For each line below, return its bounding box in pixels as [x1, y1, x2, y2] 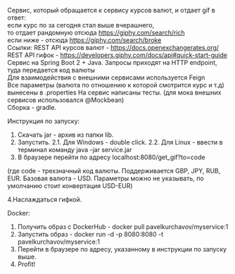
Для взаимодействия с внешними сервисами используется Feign [7, 73, 205, 82]
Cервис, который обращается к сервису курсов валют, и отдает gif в [7, 6, 216, 14]
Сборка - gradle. [7, 104, 57, 111]
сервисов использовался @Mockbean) [7, 96, 125, 104]
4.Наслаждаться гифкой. [7, 195, 82, 204]
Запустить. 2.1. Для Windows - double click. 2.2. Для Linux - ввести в [17, 138, 223, 147]
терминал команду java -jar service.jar [17, 146, 132, 154]
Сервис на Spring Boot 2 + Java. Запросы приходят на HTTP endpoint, [7, 58, 217, 66]
